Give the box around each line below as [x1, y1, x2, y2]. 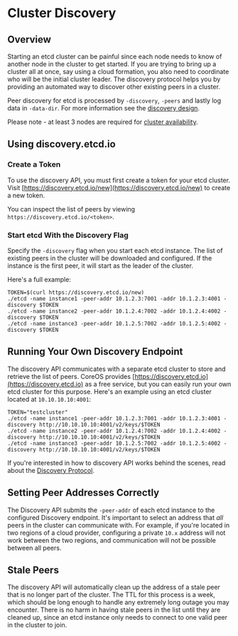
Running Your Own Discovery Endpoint [7, 345, 183, 358]
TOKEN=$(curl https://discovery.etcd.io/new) [7, 288, 144, 296]
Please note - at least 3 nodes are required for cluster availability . [7, 118, 198, 126]
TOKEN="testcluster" [7, 408, 69, 416]
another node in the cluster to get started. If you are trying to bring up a [7, 60, 217, 68]
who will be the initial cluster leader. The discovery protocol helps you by [7, 75, 221, 83]
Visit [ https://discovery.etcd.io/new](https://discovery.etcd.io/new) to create [7, 183, 231, 192]
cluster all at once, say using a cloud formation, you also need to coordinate [7, 68, 229, 75]
